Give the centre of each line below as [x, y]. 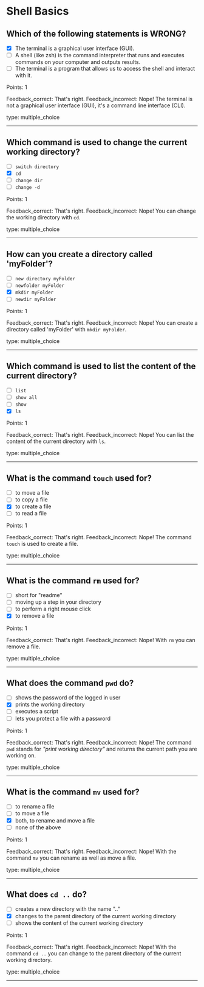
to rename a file [35, 807]
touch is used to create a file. [42, 544]
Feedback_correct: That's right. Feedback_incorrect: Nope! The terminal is [100, 99]
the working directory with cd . [43, 218]
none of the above [38, 827]
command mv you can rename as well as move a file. [71, 858]
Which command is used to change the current [97, 142]
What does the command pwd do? [70, 683]
